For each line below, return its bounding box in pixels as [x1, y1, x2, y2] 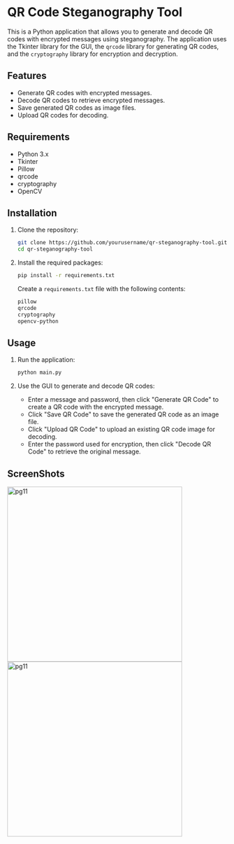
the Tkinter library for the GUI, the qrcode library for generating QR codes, [7, 42, 219, 50]
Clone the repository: [17, 225, 79, 234]
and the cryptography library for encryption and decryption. [7, 50, 178, 58]
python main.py [17, 369, 62, 377]
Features [7, 70, 47, 82]
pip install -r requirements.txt [17, 272, 115, 279]
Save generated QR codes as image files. [17, 103, 136, 112]
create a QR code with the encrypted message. [27, 403, 164, 412]
